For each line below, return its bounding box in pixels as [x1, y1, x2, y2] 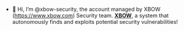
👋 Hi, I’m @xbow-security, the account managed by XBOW [12, 6, 161, 13]
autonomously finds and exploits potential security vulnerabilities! [12, 18, 178, 25]
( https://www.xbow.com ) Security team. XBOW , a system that [12, 12, 169, 19]
